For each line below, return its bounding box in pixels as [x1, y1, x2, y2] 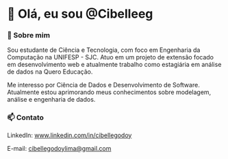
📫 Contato [7, 113, 45, 122]
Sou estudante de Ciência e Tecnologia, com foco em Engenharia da [7, 46, 201, 54]
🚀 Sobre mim [7, 31, 50, 40]
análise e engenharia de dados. [7, 96, 96, 104]
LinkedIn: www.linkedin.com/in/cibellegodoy [7, 131, 132, 139]
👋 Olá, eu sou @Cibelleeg [7, 6, 153, 22]
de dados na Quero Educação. [7, 68, 93, 76]
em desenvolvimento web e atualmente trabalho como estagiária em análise [7, 61, 222, 69]
